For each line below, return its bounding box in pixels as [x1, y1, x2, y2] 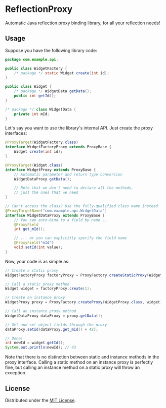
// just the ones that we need [14, 190, 79, 195]
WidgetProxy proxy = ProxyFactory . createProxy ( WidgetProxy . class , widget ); [5, 300, 165, 305]
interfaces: [5, 130, 27, 136]
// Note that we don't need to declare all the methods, [14, 185, 134, 190]
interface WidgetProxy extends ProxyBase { [5, 167, 96, 172]
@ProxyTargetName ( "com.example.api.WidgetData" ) [5, 208, 107, 213]
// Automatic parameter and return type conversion [14, 172, 123, 177]
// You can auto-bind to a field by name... [14, 217, 107, 223]
